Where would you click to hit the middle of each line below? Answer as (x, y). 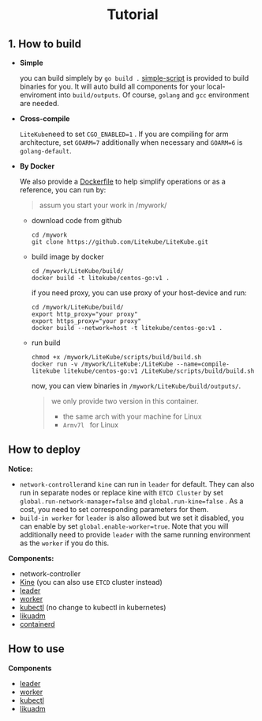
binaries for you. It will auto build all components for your (112, 86)
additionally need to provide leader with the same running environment (135, 534)
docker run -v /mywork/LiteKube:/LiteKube (102, 364)
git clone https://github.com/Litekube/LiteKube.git (120, 242)
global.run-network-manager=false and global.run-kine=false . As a (131, 501)
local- (216, 86)
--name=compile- (203, 364)
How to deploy (45, 450)
